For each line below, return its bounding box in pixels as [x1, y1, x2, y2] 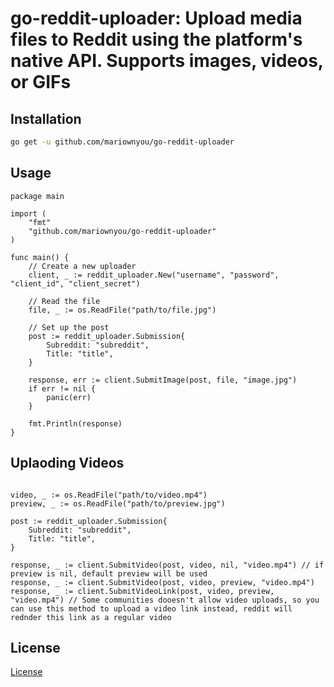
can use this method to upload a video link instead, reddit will [10, 603, 293, 614]
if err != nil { [28, 383, 97, 394]
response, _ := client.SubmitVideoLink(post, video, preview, [10, 586, 275, 596]
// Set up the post [28, 322, 110, 332]
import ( [10, 208, 47, 219]
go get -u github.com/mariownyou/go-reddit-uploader [10, 137, 235, 147]
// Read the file [28, 296, 101, 306]
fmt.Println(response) [28, 418, 123, 429]
